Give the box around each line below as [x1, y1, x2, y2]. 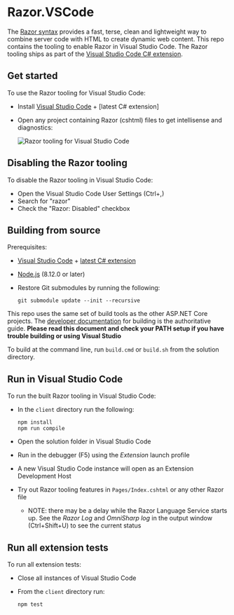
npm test [17, 601, 43, 608]
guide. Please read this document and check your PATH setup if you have [7, 324, 224, 333]
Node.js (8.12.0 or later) [17, 270, 85, 279]
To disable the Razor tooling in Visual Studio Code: [7, 176, 153, 184]
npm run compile [17, 425, 65, 432]
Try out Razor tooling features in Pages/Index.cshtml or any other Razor [17, 485, 224, 494]
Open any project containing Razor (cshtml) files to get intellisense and [17, 116, 223, 124]
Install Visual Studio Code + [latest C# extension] [17, 102, 160, 111]
